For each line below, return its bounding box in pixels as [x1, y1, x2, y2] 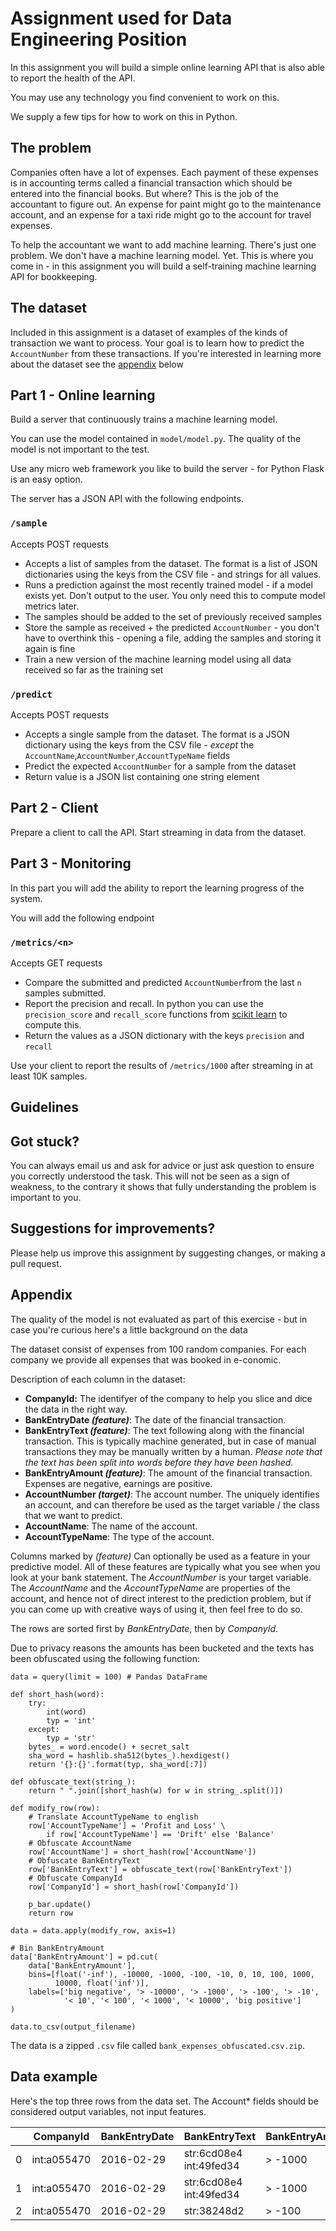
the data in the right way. [24, 1403, 128, 1415]
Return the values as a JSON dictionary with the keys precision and [24, 1029, 305, 1041]
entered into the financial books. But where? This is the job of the [10, 187, 279, 199]
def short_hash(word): [10, 1689, 105, 1699]
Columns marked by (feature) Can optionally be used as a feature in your [10, 1550, 311, 1562]
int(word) [46, 1707, 87, 1717]
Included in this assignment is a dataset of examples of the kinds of [10, 326, 288, 338]
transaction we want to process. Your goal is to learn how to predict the [10, 337, 305, 349]
